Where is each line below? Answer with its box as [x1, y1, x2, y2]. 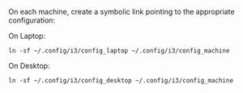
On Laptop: [8, 32, 46, 40]
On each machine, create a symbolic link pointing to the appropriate [8, 7, 235, 16]
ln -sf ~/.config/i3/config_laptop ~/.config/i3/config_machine [8, 47, 230, 55]
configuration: [8, 15, 55, 25]
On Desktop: [8, 61, 50, 70]
